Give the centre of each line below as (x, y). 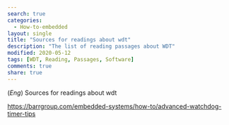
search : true (27, 14)
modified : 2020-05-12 (39, 53)
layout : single (30, 33)
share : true (25, 72)
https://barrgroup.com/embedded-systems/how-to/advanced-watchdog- (114, 106)
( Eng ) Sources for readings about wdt (62, 93)
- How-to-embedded (41, 27)
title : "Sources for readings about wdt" (69, 40)
